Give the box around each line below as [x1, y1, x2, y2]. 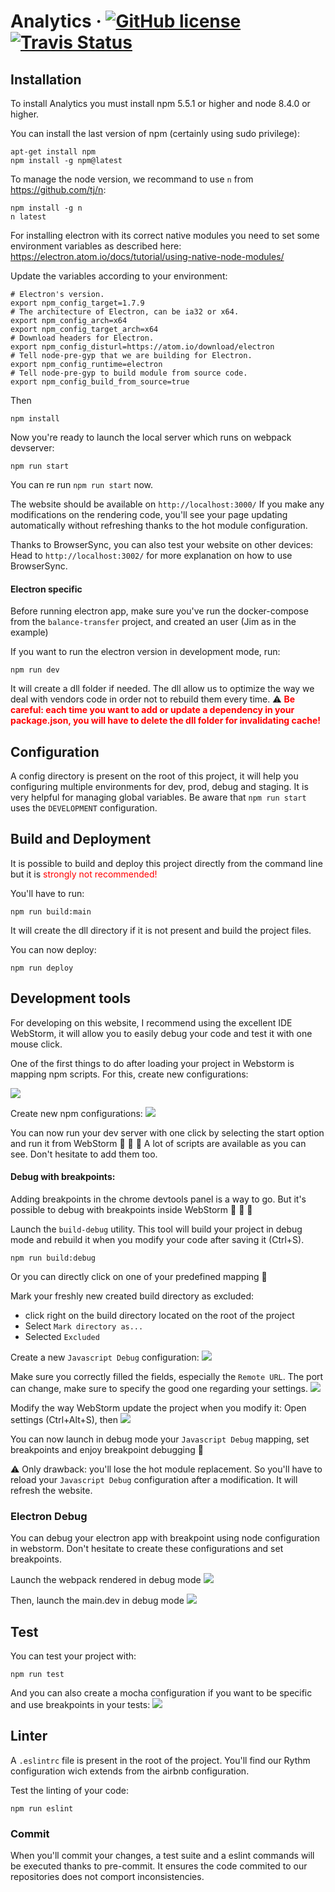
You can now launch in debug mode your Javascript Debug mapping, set [10, 1433, 310, 1445]
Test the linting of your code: [10, 1784, 129, 1796]
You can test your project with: [10, 1650, 137, 1662]
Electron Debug [10, 1509, 88, 1523]
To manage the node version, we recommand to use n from [10, 173, 254, 185]
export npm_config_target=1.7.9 [10, 298, 145, 308]
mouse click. [10, 1038, 63, 1050]
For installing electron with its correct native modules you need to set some [10, 230, 320, 241]
